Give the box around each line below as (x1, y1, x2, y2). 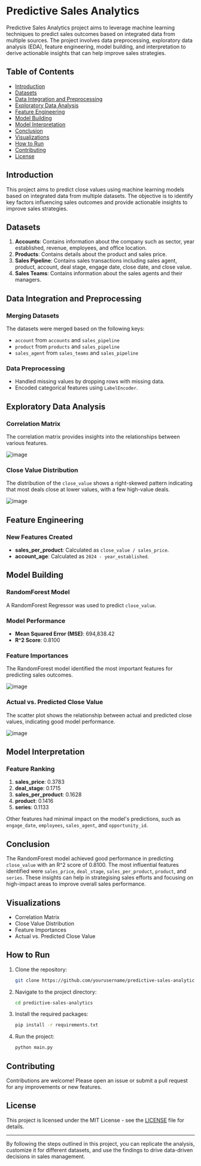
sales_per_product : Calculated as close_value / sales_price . (14, 546, 169, 554)
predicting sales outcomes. (6, 671, 73, 678)
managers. (14, 276, 42, 284)
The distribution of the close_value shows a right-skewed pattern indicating (6, 480, 193, 487)
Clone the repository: (14, 966, 68, 973)
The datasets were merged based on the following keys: (6, 325, 145, 333)
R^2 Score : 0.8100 (14, 637, 60, 644)
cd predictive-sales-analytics (14, 1000, 93, 1006)
